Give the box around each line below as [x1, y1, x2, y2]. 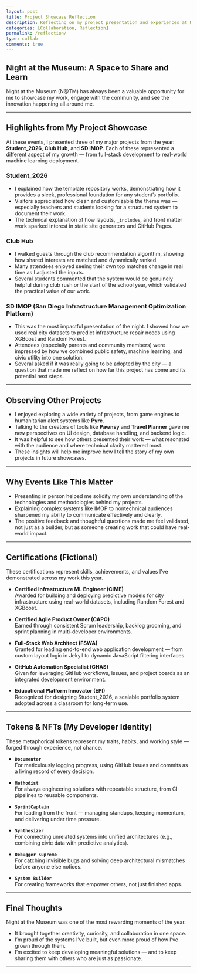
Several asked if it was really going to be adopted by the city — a [14, 360, 172, 367]
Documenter [14, 756, 42, 762]
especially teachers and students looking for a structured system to [14, 204, 178, 211]
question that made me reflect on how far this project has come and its [14, 367, 186, 374]
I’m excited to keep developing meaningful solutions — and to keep [14, 948, 177, 956]
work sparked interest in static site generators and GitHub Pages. [14, 222, 173, 229]
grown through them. [14, 943, 66, 950]
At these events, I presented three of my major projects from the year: [6, 138, 175, 145]
